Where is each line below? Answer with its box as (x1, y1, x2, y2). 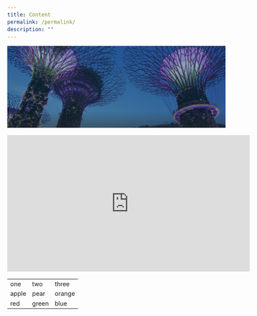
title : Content (7, 11, 51, 18)
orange (54, 290, 76, 298)
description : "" (7, 26, 54, 33)
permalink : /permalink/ (7, 18, 76, 26)
